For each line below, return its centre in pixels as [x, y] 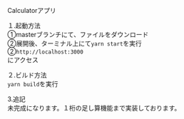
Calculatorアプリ [32, 10]
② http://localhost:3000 [45, 51]
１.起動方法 [24, 26]
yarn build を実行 [33, 84]
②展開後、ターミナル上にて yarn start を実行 [75, 43]
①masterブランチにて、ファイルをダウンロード [78, 35]
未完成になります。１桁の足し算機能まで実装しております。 [94, 108]
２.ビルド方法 [27, 75]
